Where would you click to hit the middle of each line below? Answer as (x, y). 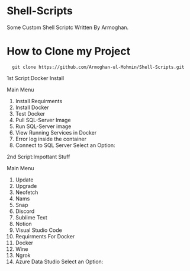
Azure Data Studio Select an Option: (59, 262)
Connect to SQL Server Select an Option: (65, 145)
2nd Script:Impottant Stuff (38, 157)
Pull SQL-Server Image (43, 120)
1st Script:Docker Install (36, 78)
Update (24, 180)
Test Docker (30, 113)
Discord (25, 211)
